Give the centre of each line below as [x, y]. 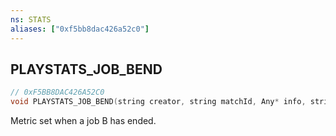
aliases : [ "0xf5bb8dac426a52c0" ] [80, 29]
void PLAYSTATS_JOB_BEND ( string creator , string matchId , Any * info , [158, 102]
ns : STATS [31, 19]
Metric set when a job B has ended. [83, 121]
